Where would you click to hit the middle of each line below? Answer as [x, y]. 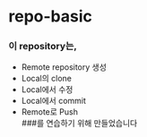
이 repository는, [43, 47]
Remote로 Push [49, 112]
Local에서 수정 [47, 90]
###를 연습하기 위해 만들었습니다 [79, 124]
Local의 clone [47, 79]
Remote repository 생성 [64, 67]
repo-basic [51, 17]
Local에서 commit [54, 101]
